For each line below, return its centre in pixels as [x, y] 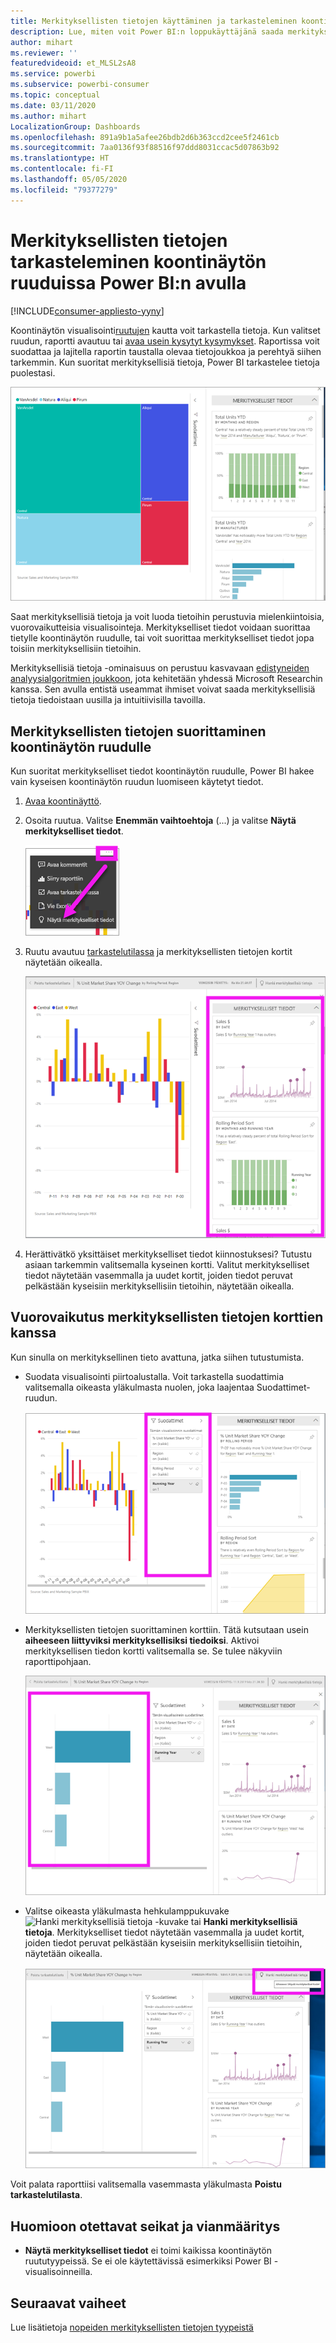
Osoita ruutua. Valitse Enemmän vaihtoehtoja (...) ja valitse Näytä [160, 821]
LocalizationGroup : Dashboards [75, 126]
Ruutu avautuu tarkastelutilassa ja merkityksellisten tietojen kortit [158, 952]
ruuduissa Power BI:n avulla [128, 282]
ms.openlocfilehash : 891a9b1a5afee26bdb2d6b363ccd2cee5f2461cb [145, 137]
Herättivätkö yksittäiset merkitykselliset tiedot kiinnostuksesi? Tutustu [168, 1254]
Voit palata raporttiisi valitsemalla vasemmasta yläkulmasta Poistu [146, 2184]
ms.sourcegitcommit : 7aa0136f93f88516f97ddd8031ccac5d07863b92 [145, 148]
